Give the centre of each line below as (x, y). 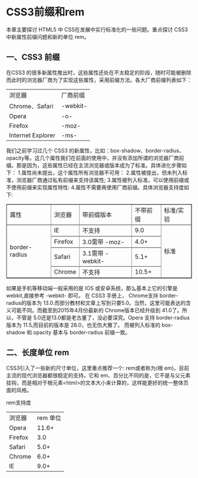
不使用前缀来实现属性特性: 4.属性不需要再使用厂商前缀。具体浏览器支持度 (95, 187)
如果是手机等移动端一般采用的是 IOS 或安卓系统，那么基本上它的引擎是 (92, 288)
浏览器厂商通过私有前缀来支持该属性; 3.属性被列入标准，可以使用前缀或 (103, 180)
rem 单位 (49, 417)
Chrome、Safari (31, 106)
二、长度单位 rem (38, 353)
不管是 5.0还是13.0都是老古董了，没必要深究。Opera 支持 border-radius (103, 317)
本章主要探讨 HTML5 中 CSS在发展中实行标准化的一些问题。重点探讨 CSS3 (97, 29)
